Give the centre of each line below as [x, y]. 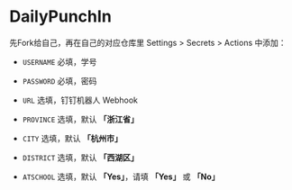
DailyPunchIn [61, 17]
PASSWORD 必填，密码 [59, 81]
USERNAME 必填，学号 [59, 61]
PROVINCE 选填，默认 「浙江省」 [80, 119]
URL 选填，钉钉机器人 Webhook [80, 100]
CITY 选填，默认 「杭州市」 [73, 138]
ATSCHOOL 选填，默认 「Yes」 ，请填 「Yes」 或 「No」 [121, 176]
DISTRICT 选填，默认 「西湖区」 [80, 157]
